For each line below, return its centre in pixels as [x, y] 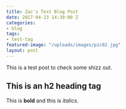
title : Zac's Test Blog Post [42, 12]
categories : [21, 23]
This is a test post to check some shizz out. [59, 67]
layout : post [22, 51]
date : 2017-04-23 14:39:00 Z [42, 17]
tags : [13, 34]
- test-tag [20, 39]
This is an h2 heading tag [53, 86]
